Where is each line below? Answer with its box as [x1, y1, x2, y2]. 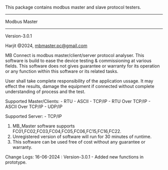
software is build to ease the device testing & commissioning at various [5, 57, 151, 63]
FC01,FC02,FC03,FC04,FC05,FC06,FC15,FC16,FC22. [12, 128, 121, 134]
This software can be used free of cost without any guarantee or [12, 139, 146, 144]
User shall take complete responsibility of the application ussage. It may [5, 78, 153, 84]
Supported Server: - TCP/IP [5, 113, 62, 119]
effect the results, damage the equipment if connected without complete [5, 83, 154, 89]
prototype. [5, 159, 27, 165]
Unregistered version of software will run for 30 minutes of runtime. [12, 133, 152, 139]
